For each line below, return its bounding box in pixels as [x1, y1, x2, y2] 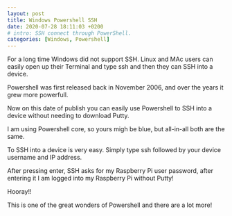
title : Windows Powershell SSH [7, 17, 98, 24]
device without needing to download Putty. [7, 112, 130, 120]
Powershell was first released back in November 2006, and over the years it [7, 83, 224, 92]
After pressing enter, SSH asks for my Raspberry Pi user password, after [7, 167, 213, 175]
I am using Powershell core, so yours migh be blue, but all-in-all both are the [7, 125, 225, 133]
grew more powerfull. [7, 91, 69, 99]
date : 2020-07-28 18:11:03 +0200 [7, 23, 104, 30]
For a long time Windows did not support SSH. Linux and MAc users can [7, 55, 213, 63]
